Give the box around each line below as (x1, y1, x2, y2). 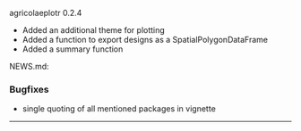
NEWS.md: (9, 61, 49, 71)
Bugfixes (9, 83, 49, 95)
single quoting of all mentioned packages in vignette (21, 103, 217, 114)
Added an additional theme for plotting (21, 25, 166, 35)
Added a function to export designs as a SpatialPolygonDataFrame (21, 35, 269, 45)
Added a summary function (21, 44, 124, 54)
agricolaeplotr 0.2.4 (9, 8, 82, 18)
